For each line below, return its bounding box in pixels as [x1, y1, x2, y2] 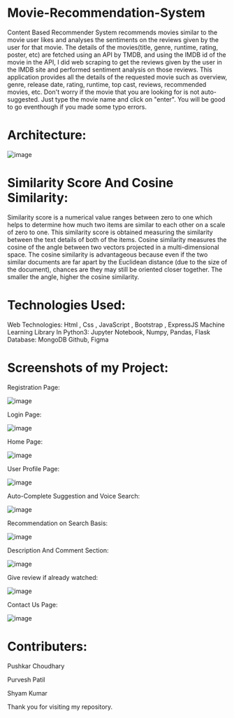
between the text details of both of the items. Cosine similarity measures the [7, 235, 227, 243]
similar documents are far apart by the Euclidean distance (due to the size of [7, 257, 228, 266]
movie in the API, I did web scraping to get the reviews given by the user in [7, 57, 222, 66]
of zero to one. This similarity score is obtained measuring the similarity [7, 228, 213, 236]
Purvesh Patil [7, 675, 45, 684]
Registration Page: [7, 383, 61, 391]
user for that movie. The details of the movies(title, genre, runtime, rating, [7, 43, 219, 51]
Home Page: [7, 437, 43, 446]
